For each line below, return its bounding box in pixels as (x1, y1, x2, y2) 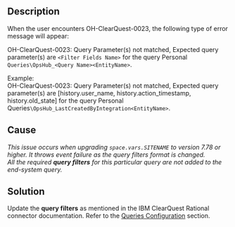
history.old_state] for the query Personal (7, 96, 125, 105)
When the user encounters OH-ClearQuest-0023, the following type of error (7, 24, 229, 32)
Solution (7, 186, 45, 197)
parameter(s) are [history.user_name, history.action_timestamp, (7, 89, 191, 97)
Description (7, 6, 60, 18)
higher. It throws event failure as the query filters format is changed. (7, 150, 205, 159)
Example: (7, 74, 34, 82)
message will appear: (7, 32, 69, 40)
